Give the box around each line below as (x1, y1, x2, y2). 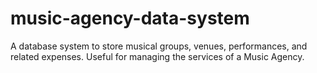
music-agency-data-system (10, 7, 250, 30)
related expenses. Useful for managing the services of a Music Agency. (10, 50, 305, 62)
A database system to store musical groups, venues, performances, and (10, 40, 308, 52)
